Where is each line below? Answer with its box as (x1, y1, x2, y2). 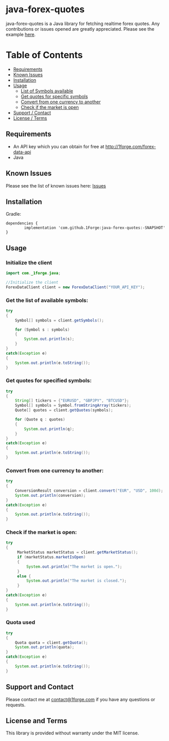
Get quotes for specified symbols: (6, 377, 92, 384)
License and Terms (6, 716, 68, 725)
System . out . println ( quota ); (15, 645, 74, 650)
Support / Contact (13, 109, 51, 115)
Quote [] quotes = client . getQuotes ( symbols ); (15, 408, 114, 413)
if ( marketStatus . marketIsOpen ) (17, 554, 86, 560)
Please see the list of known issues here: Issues (6, 182, 106, 189)
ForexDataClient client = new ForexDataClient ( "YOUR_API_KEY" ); (6, 285, 145, 290)
